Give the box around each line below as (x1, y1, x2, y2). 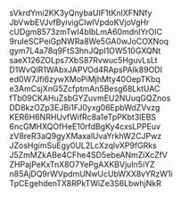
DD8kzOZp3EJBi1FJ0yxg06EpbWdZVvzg (9, 103, 160, 112)
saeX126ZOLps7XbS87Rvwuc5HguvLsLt (9, 55, 158, 65)
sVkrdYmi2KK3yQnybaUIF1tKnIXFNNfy (9, 8, 152, 18)
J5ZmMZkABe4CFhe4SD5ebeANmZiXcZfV (9, 150, 168, 160)
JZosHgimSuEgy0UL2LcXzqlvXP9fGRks (9, 140, 158, 151)
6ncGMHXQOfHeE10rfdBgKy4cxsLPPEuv (9, 121, 161, 132)
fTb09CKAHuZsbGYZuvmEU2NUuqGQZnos (9, 93, 171, 103)
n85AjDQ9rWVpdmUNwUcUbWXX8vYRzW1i (9, 168, 173, 179)
